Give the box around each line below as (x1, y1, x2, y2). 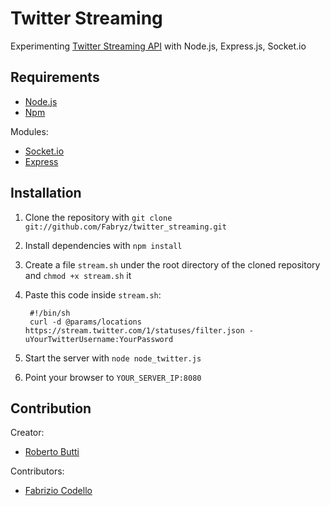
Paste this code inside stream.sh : (24, 288, 162, 301)
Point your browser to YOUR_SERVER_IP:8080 (24, 371, 202, 383)
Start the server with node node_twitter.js (24, 352, 202, 364)
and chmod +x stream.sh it (24, 269, 132, 281)
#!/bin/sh (29, 308, 71, 318)
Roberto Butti (24, 446, 80, 458)
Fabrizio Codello (24, 485, 93, 497)
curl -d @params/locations (29, 317, 142, 327)
